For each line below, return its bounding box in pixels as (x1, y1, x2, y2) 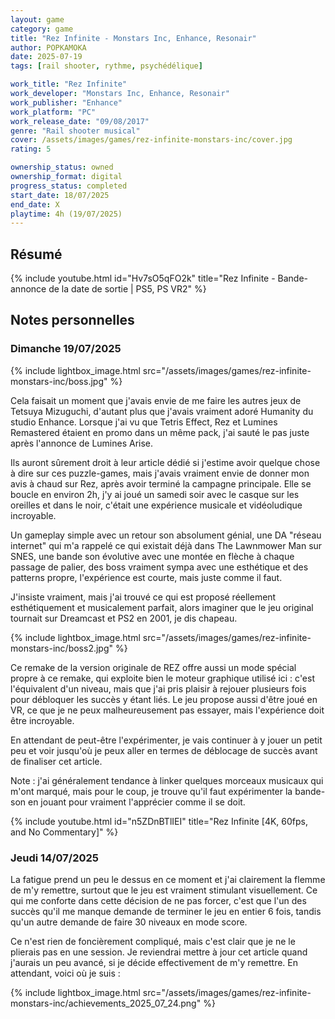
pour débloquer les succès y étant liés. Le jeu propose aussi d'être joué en (10, 693, 318, 705)
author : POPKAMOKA (10, 42, 87, 53)
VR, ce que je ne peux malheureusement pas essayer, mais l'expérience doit (10, 704, 325, 716)
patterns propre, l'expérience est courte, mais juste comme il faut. (10, 571, 283, 583)
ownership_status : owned (10, 162, 114, 173)
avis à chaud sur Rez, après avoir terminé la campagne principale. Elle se (10, 477, 312, 490)
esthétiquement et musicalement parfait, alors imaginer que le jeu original (10, 601, 314, 613)
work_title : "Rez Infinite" (10, 79, 128, 90)
